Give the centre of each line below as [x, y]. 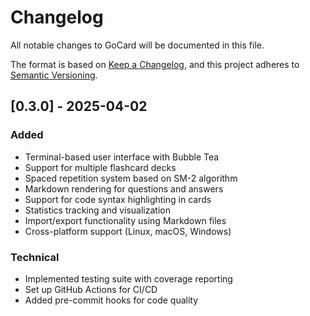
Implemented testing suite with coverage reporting [128, 278]
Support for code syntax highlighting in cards [118, 199]
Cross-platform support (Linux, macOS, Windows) [128, 231]
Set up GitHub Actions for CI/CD [91, 289]
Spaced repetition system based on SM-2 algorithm [131, 178]
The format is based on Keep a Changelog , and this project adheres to [155, 64]
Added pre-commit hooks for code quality [111, 300]
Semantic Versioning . [54, 75]
